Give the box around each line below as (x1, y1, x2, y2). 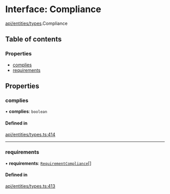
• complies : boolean (5, 108, 48, 114)
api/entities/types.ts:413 (5, 183, 56, 189)
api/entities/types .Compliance (5, 20, 68, 26)
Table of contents (5, 35, 62, 44)
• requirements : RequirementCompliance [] (5, 160, 92, 166)
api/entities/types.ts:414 (5, 131, 56, 137)
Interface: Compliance (5, 4, 101, 15)
